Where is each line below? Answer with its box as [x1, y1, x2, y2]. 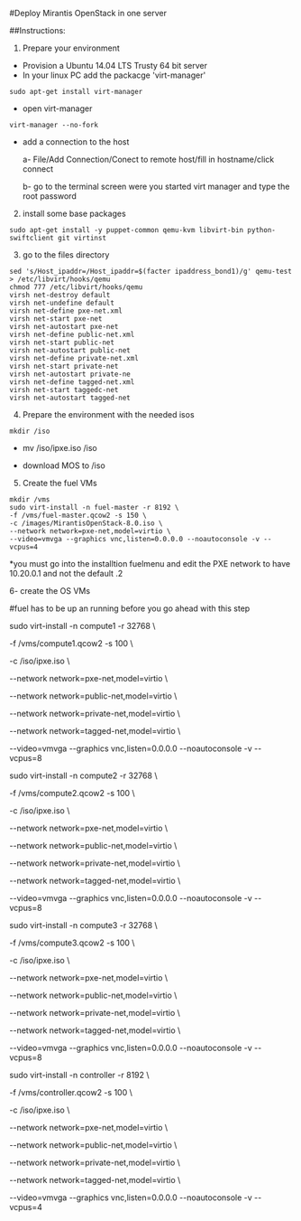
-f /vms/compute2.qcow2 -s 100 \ [9, 788, 135, 798]
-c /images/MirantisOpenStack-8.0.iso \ [9, 519, 164, 528]
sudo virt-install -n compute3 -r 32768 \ [9, 920, 158, 930]
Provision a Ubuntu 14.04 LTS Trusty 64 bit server [22, 61, 208, 70]
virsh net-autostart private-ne [9, 370, 131, 379]
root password [22, 191, 77, 202]
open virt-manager [22, 103, 93, 114]
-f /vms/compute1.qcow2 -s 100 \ [9, 638, 133, 649]
